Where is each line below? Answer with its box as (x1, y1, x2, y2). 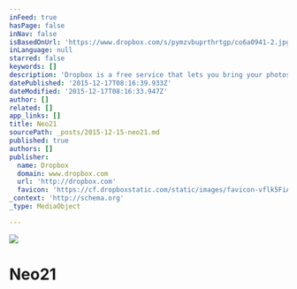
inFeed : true (9, 12, 57, 22)
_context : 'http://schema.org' (9, 194, 125, 203)
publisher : (9, 152, 49, 162)
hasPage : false (9, 21, 65, 30)
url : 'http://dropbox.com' (17, 178, 117, 186)
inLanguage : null (9, 46, 73, 55)
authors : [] (9, 144, 53, 153)
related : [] (9, 103, 53, 112)
